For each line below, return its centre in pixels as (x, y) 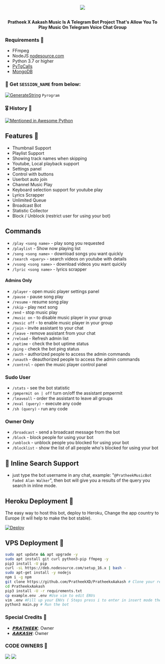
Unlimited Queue (29, 200)
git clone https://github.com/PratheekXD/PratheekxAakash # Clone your (80, 582)
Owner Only (20, 421)
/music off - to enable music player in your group (62, 322)
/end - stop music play (35, 312)
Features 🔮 (22, 136)
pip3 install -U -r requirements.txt (44, 591)
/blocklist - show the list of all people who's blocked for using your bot (85, 448)
